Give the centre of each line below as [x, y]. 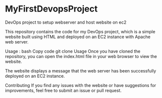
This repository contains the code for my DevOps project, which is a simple [80, 31]
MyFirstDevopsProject [51, 9]
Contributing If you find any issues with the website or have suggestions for [81, 85]
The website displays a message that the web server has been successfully [81, 70]
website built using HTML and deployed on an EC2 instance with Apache [78, 37]
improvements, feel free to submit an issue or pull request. [63, 90]
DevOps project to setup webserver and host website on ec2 [66, 22]
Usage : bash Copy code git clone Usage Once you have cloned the [73, 51]
